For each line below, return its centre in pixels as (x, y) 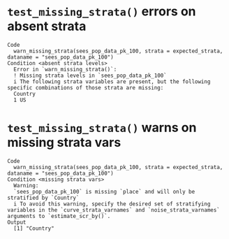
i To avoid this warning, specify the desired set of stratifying (112, 204)
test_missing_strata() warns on (102, 128)
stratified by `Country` (43, 198)
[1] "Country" (34, 228)
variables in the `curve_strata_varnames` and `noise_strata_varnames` (113, 210)
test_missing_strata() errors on (102, 12)
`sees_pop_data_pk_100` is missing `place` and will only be (104, 191)
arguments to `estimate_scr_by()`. (59, 216)
